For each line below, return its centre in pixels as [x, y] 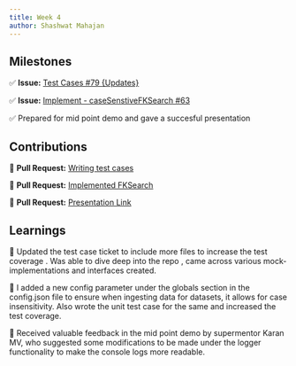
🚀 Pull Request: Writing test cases [72, 168]
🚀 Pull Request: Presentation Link [70, 202]
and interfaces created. [114, 270]
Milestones [41, 62]
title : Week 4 [35, 17]
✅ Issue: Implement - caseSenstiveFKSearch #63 [100, 101]
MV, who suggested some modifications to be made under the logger [135, 342]
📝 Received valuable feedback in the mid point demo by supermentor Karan [147, 332]
